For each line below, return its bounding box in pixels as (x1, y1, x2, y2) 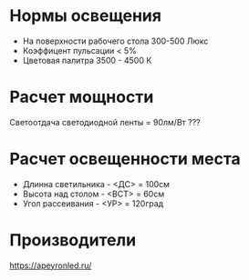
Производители (9, 230, 137, 250)
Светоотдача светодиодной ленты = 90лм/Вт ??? (9, 116, 201, 127)
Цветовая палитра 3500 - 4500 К (22, 55, 152, 65)
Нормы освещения (9, 5, 162, 26)
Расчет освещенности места (9, 149, 242, 169)
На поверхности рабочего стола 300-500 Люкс (22, 35, 209, 46)
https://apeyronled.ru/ (9, 260, 92, 271)
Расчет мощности (9, 87, 154, 107)
